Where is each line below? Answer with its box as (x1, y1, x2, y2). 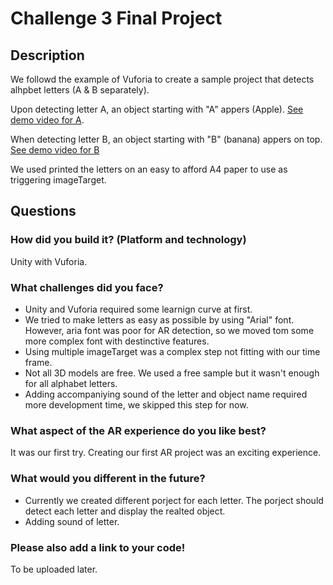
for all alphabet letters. (24, 377, 118, 389)
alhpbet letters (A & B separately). (10, 84, 150, 96)
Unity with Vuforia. (10, 255, 88, 267)
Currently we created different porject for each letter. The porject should (24, 494, 324, 506)
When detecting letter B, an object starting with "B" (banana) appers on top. (10, 133, 323, 145)
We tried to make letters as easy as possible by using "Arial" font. (24, 313, 295, 326)
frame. (24, 356, 53, 368)
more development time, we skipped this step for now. (24, 398, 249, 411)
